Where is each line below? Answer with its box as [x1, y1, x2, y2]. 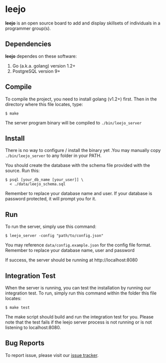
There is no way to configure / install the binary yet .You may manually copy [5, 147, 161, 153]
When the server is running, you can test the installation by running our [5, 285, 151, 290]
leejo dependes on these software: [5, 53, 77, 59]
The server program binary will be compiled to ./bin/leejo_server [5, 119, 142, 125]
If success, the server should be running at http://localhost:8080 [5, 257, 138, 263]
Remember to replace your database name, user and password [5, 247, 135, 253]
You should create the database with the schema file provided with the [5, 162, 151, 168]
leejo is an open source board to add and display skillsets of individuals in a [5, 20, 161, 26]
